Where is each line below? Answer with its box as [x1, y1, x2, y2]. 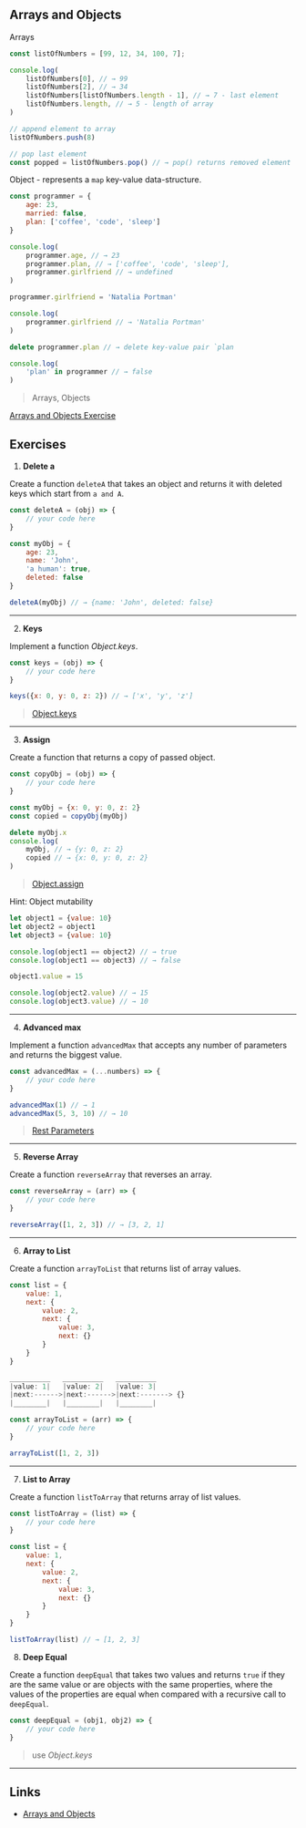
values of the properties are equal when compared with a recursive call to [9, 1689, 287, 1699]
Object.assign [31, 879, 85, 889]
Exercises [9, 437, 66, 452]
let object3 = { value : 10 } [9, 930, 112, 940]
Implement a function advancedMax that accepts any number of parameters [9, 1039, 288, 1050]
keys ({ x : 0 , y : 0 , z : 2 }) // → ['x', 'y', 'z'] [9, 692, 194, 701]
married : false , [25, 209, 88, 218]
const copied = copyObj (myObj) [9, 811, 128, 821]
